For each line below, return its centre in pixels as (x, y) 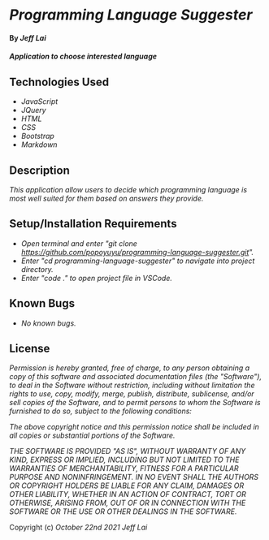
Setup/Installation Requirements (93, 224)
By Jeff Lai (28, 37)
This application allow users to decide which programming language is (128, 190)
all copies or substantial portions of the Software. (92, 435)
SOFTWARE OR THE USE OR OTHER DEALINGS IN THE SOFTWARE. (123, 512)
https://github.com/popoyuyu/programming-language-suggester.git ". (137, 252)
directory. (37, 269)
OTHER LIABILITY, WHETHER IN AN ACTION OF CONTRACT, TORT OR (128, 495)
